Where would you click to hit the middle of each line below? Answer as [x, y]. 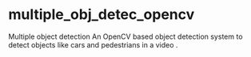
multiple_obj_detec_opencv [102, 15]
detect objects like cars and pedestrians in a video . [93, 44]
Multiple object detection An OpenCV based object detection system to [125, 36]
